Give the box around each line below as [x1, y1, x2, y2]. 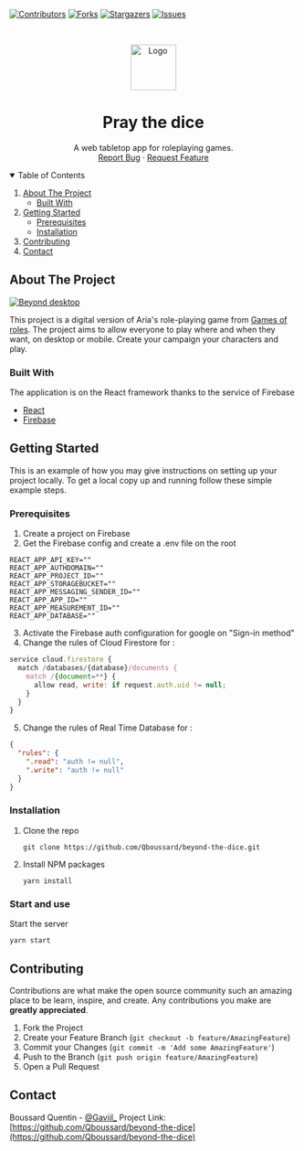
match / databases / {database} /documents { [17, 664, 178, 673]
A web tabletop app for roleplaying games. [73, 142, 234, 153]
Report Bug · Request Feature [98, 152, 209, 163]
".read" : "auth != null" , [26, 757, 125, 767]
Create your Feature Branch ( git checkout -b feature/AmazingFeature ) [22, 1031, 291, 1042]
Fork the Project [22, 1022, 84, 1033]
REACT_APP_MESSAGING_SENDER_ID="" [9, 588, 142, 597]
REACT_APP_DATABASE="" [9, 612, 96, 621]
